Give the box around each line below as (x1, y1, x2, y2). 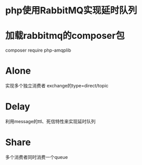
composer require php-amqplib (5, 47, 72, 54)
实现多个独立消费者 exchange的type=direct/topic (5, 83, 109, 89)
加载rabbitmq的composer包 (5, 30, 125, 41)
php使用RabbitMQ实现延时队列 (5, 5, 137, 16)
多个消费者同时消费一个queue (5, 154, 68, 160)
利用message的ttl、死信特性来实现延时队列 (5, 119, 96, 124)
